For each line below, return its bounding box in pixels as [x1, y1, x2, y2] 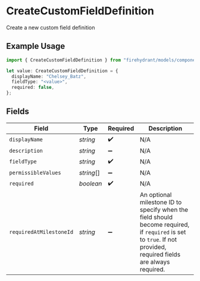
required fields [139, 250, 180, 258]
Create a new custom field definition [6, 24, 95, 31]
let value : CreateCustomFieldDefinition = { [6, 67, 118, 74]
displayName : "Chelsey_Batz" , [11, 73, 86, 79]
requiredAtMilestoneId [9, 228, 73, 235]
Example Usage [6, 41, 65, 51]
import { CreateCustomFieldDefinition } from [6, 57, 121, 63]
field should [139, 213, 173, 221]
